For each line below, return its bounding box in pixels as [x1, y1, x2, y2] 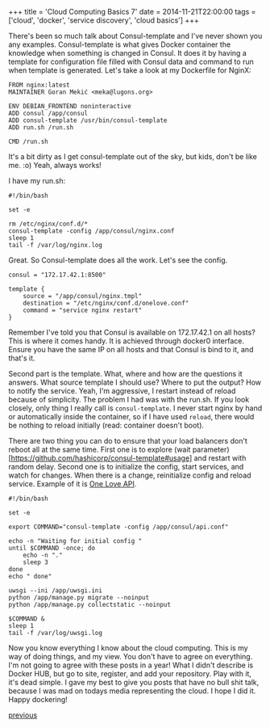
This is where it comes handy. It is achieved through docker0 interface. [8, 336, 244, 346]
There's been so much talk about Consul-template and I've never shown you [8, 32, 263, 40]
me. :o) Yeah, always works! [8, 161, 102, 170]
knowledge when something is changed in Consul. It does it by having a [8, 48, 247, 57]
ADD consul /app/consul [8, 109, 89, 117]
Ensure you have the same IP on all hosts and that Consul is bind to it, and [8, 345, 254, 354]
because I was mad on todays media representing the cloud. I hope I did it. [8, 686, 256, 696]
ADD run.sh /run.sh [8, 124, 74, 132]
